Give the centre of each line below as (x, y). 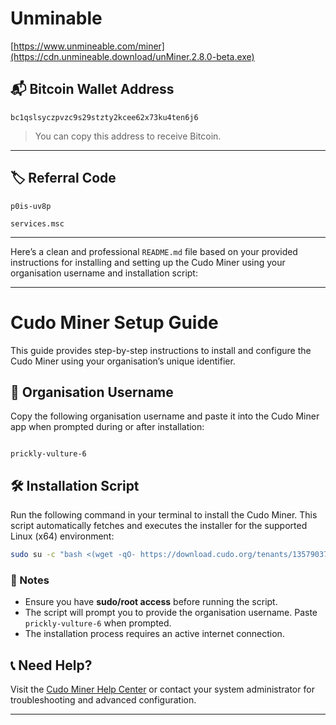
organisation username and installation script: (104, 273)
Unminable (56, 18)
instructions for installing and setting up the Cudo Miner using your (148, 262)
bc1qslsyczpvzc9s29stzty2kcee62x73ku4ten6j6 (104, 117)
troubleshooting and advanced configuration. (103, 700)
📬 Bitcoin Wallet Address (92, 89)
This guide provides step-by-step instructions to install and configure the (161, 350)
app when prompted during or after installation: (107, 427)
